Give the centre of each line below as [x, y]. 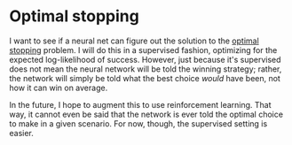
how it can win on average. [59, 88]
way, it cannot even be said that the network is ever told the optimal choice [146, 114]
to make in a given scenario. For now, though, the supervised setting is [138, 123]
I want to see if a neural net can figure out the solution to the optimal [134, 41]
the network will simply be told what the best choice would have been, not [145, 78]
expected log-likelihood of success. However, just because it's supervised [145, 59]
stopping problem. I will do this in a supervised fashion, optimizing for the [143, 50]
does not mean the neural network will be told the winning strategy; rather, [146, 69]
